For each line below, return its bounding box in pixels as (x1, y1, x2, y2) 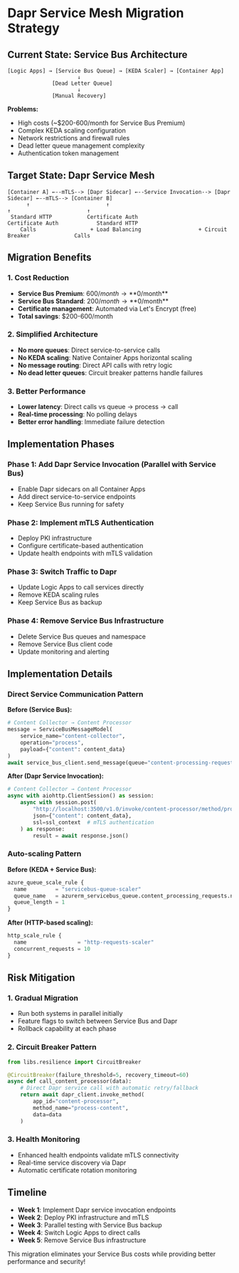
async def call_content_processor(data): (7, 1078, 132, 1085)
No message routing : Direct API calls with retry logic (17, 361, 173, 369)
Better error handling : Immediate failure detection (17, 418, 165, 426)
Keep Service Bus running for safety (17, 500, 124, 508)
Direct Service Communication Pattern (7, 689, 144, 699)
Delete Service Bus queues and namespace (17, 632, 147, 641)
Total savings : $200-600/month (17, 311, 114, 320)
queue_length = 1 (14, 899, 65, 906)
